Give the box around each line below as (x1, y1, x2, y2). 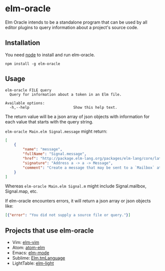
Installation (5, 39, 40, 47)
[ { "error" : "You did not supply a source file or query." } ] (5, 212, 131, 218)
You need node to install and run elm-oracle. (5, 52, 95, 58)
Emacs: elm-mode (12, 250, 50, 256)
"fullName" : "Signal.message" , (23, 151, 87, 156)
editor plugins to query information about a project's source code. (5, 24, 138, 30)
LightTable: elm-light (12, 260, 54, 266)
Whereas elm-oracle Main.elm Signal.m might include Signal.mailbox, (5, 183, 146, 189)
